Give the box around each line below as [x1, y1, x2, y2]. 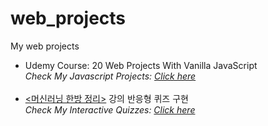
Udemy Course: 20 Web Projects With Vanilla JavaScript [24, 59, 258, 71]
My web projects [10, 40, 80, 52]
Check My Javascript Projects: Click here [24, 70, 197, 82]
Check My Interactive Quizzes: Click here [24, 103, 196, 116]
